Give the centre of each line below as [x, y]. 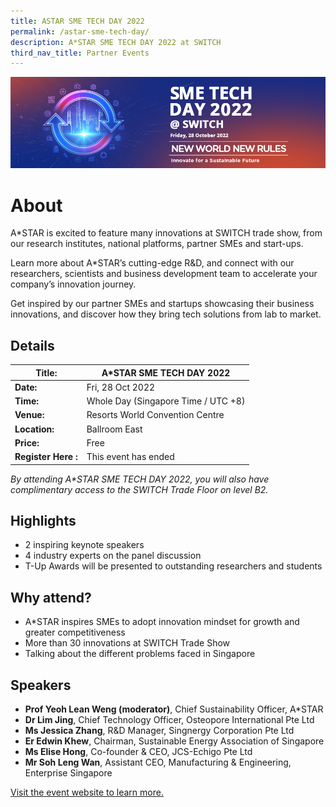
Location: [34, 429]
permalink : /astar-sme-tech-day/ [80, 31]
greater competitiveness [75, 632]
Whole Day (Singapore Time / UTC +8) [166, 401]
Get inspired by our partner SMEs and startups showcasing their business [162, 304]
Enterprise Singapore [68, 773]
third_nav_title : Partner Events [80, 53]
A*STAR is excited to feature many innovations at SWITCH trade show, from [166, 233]
